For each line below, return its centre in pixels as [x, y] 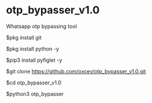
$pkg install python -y [33, 49]
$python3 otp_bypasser [35, 94]
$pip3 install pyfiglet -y [34, 60]
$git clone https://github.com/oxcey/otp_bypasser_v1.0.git [76, 71]
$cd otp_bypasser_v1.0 [34, 83]
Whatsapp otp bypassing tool [42, 26]
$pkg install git [24, 37]
